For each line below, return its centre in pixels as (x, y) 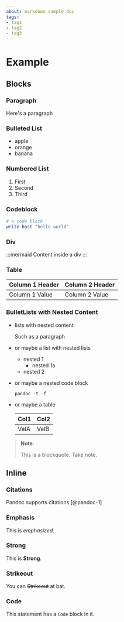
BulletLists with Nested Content (52, 312)
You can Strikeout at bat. (36, 586)
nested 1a (44, 365)
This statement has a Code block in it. (50, 614)
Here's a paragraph (30, 113)
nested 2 (34, 371)
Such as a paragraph (40, 336)
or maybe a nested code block (51, 383)
